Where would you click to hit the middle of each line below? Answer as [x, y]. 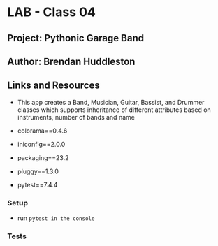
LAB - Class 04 [51, 12]
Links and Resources [53, 86]
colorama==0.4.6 [42, 131]
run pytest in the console [56, 218]
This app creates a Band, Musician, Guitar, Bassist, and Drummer [111, 102]
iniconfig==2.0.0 [41, 144]
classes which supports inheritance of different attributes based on [114, 110]
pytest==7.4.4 [37, 184]
